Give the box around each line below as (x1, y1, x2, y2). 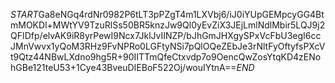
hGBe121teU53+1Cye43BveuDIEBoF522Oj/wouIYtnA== (10, 62, 237, 73)
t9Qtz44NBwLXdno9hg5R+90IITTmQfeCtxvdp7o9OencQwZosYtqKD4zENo (10, 51, 322, 63)
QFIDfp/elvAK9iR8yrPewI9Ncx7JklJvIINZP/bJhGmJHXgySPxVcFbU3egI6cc (10, 30, 322, 41)
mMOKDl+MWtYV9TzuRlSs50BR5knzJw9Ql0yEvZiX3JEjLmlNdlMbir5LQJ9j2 (10, 19, 326, 31)
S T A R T (10, 9, 39, 20)
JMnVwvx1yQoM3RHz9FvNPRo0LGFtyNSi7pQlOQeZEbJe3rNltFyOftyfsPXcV (10, 40, 326, 52)
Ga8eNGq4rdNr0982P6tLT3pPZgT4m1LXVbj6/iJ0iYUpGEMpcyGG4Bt (38, 9, 325, 20)
